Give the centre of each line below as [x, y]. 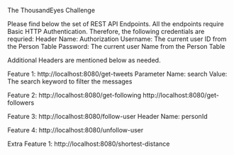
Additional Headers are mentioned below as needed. [84, 60]
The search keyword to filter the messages [70, 81]
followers [21, 103]
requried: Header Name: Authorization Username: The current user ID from [117, 39]
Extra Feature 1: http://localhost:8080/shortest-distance [89, 144]
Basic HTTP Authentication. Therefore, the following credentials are [106, 31]
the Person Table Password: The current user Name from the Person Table [116, 46]
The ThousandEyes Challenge [51, 10]
